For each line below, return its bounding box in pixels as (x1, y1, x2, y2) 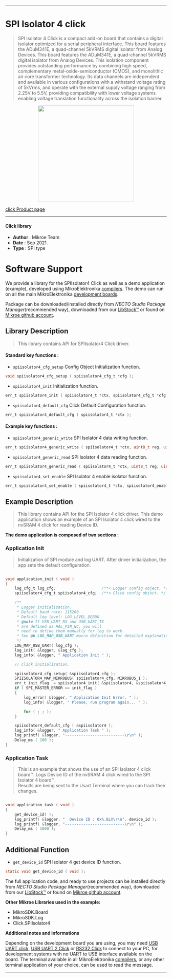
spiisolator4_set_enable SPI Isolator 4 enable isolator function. (12, 473, 147, 479)
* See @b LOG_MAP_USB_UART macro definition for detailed (16, 633, 143, 639)
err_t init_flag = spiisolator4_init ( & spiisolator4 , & (14, 681, 139, 686)
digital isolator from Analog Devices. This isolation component (17, 57, 149, 63)
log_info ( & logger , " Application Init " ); (14, 653, 111, 658)
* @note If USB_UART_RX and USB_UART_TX (16, 619, 104, 624)
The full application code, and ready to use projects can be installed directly (5, 878, 166, 884)
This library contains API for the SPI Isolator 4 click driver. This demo (17, 511, 163, 517)
